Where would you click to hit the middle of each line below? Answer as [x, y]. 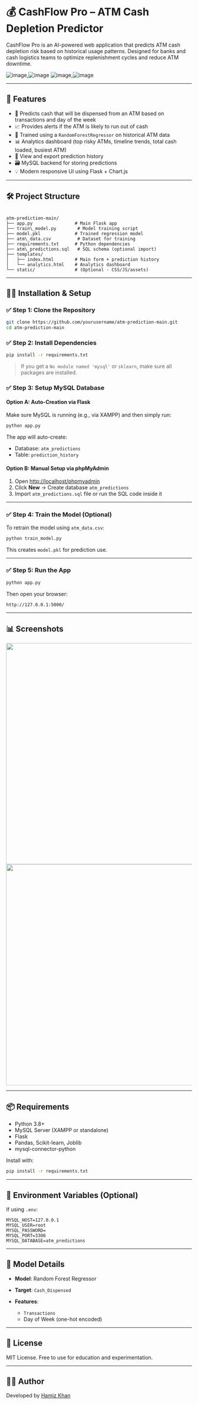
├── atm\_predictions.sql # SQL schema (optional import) [82, 249]
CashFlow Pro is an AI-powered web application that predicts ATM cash [93, 45]
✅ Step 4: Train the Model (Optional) [59, 515]
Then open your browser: [37, 594]
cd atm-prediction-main [35, 328]
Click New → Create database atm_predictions [72, 488]
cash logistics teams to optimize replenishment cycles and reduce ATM [93, 57]
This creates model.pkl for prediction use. [57, 550]
